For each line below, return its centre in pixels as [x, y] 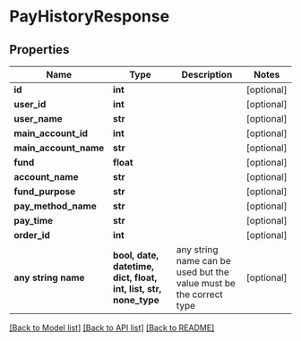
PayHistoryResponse [90, 17]
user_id [30, 104]
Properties [39, 50]
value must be [206, 283]
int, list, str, [138, 289]
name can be [203, 261]
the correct [200, 294]
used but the [203, 272]
